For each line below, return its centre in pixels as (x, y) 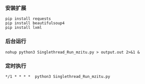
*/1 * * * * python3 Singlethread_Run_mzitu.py (58, 76)
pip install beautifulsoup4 (35, 23)
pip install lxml (24, 28)
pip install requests (28, 19)
